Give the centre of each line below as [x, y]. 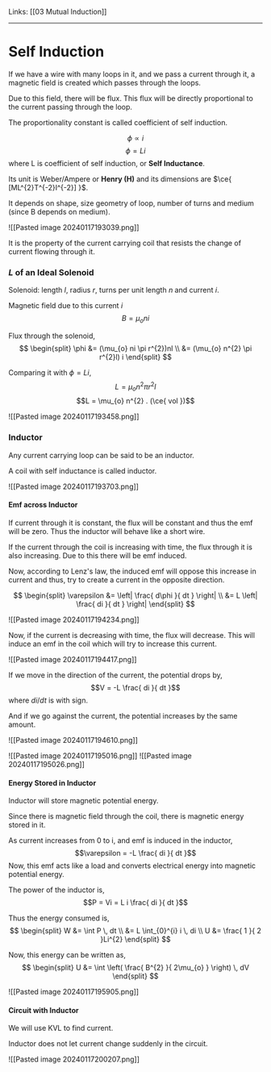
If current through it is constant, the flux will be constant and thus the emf [131, 523]
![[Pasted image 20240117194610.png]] [73, 740]
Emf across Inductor [43, 505]
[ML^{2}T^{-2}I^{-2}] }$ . [48, 187]
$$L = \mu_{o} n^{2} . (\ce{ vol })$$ [135, 401]
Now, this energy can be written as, [67, 955]
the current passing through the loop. [71, 106]
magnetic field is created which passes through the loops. [105, 82]
